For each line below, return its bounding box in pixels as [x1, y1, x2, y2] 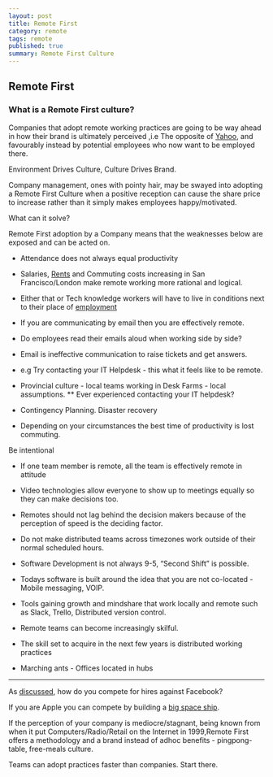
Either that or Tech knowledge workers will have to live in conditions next [19, 293, 265, 303]
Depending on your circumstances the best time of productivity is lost [19, 420, 254, 431]
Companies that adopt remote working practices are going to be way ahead [8, 123, 262, 132]
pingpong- [216, 735, 253, 744]
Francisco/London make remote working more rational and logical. [19, 277, 243, 287]
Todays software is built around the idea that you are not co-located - [19, 574, 253, 584]
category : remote [8, 27, 67, 35]
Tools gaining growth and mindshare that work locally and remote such [19, 598, 258, 608]
